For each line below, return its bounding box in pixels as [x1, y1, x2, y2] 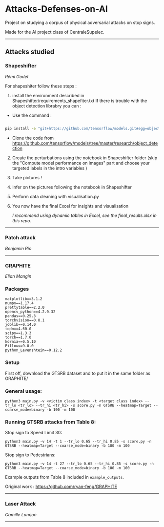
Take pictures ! [12, 174, 42, 180]
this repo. [12, 217, 32, 223]
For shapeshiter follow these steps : [5, 83, 77, 89]
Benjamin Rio [5, 245, 32, 251]
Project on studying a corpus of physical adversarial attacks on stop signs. [5, 20, 155, 25]
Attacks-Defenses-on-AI [5, 3, 108, 15]
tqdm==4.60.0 [5, 326, 32, 332]
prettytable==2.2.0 [5, 305, 45, 310]
